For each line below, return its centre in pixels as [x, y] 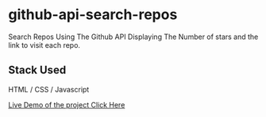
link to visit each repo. [44, 45]
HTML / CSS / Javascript [49, 89]
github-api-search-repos [93, 15]
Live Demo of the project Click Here [67, 104]
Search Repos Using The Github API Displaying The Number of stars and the [133, 37]
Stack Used [37, 70]
